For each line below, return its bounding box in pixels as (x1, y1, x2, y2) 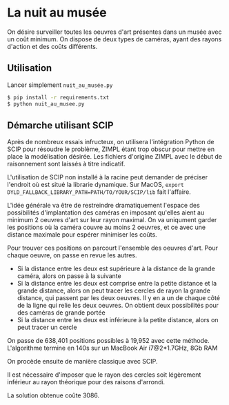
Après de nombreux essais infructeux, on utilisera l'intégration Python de (7, 138, 215, 146)
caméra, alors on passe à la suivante (17, 272, 122, 280)
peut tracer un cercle (17, 323, 77, 332)
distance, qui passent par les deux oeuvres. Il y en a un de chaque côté (17, 294, 221, 302)
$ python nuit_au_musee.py (7, 100, 85, 108)
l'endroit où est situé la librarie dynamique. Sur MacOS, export (7, 181, 184, 189)
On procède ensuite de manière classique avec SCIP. (7, 357, 158, 366)
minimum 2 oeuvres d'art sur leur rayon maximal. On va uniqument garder (7, 216, 217, 224)
